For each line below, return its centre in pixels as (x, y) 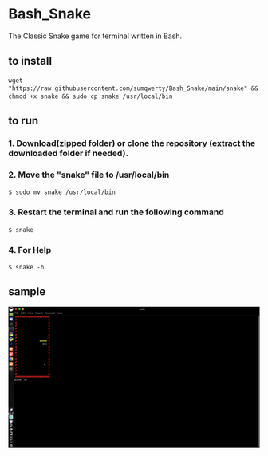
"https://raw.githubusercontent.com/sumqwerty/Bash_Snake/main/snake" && (134, 88)
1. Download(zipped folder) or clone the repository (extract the (132, 143)
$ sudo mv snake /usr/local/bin (62, 192)
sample (27, 292)
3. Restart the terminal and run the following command (116, 212)
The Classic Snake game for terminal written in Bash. (95, 36)
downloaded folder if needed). (69, 154)
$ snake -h (26, 267)
